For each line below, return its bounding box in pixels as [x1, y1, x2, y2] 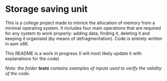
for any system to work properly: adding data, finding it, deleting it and [5, 30, 150, 36]
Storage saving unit [5, 3, 88, 15]
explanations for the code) [5, 55, 59, 61]
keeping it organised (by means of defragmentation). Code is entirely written [5, 36, 163, 41]
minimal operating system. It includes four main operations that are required [5, 25, 161, 31]
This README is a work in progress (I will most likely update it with [5, 50, 142, 56]
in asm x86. [5, 40, 29, 46]
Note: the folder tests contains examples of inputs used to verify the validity [5, 65, 162, 71]
